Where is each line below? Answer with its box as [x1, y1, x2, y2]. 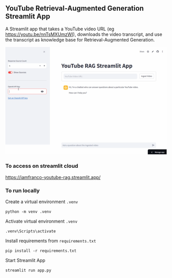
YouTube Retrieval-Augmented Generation [5, 4, 144, 13]
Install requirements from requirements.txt [5, 238, 96, 244]
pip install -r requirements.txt [5, 248, 77, 253]
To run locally [5, 187, 40, 194]
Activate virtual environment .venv [5, 218, 78, 225]
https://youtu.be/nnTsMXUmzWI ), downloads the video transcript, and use [5, 31, 162, 37]
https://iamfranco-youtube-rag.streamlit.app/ [5, 174, 101, 180]
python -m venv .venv [5, 209, 52, 214]
